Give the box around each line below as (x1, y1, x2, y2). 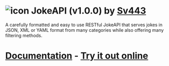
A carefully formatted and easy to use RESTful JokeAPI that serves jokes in (5, 22, 163, 28)
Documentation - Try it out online (5, 50, 149, 61)
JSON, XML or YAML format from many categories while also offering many (5, 27, 164, 33)
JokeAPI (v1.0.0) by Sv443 (31, 5, 147, 17)
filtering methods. (5, 32, 43, 38)
